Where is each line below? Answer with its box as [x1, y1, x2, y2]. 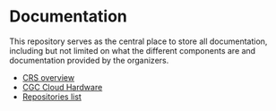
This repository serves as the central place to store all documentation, [9, 36, 268, 47]
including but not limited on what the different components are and [9, 45, 256, 55]
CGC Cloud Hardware [22, 81, 103, 92]
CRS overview [22, 72, 74, 82]
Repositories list [22, 91, 82, 102]
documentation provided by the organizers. [9, 55, 169, 65]
